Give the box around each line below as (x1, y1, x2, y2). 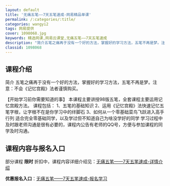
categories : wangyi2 (5, 21, 49, 27)
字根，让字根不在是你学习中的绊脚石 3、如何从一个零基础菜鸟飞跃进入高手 (9, 109, 164, 115)
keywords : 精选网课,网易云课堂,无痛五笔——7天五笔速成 (5, 36, 107, 41)
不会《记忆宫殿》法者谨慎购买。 (14, 85, 81, 91)
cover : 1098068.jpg (5, 31, 47, 36)
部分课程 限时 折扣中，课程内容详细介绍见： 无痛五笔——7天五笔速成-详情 (5, 159, 159, 165)
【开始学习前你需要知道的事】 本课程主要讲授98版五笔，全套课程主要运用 (5, 97, 158, 103)
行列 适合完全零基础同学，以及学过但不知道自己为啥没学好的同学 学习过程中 (5, 115, 163, 121)
